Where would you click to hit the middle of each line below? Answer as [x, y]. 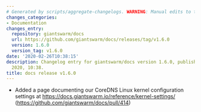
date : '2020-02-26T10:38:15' [42, 56]
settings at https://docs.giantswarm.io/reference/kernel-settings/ [95, 96]
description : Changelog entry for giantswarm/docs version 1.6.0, [91, 62]
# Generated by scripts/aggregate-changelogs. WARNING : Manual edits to [99, 12]
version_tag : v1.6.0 [37, 51]
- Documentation [26, 23]
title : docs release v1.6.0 [41, 73]
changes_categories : [32, 17]
